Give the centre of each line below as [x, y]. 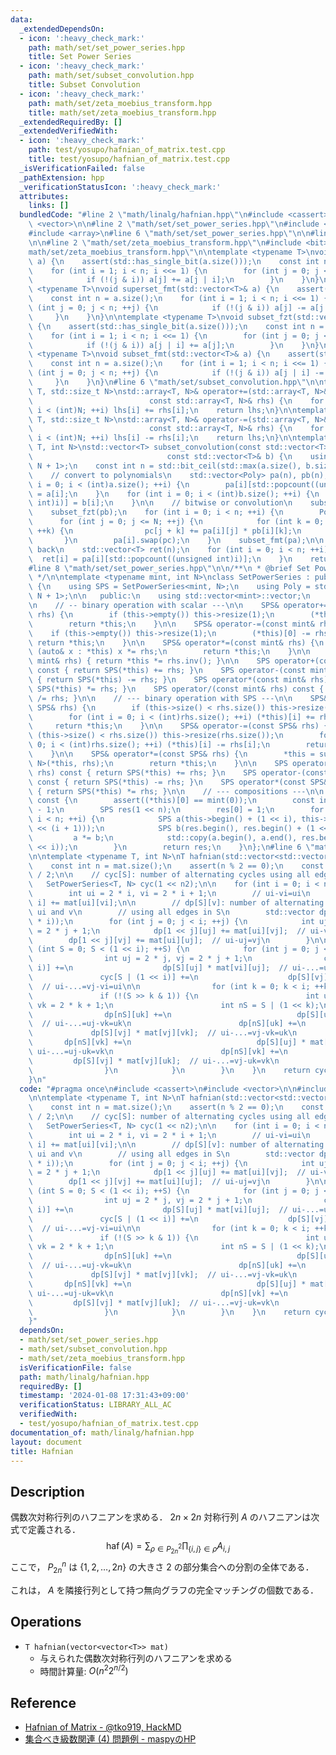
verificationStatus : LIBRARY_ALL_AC [95, 1405]
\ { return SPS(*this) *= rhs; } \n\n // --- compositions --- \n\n [176, 791]
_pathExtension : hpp [62, 177]
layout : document [46, 1442]
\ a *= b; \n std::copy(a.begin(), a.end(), [163, 837]
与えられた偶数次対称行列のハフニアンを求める [136, 1658]
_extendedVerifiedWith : [68, 131]
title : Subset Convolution [84, 85]
